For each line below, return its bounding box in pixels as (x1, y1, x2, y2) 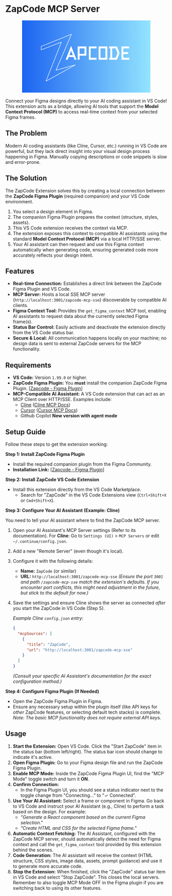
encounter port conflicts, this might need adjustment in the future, (20, 584, 160, 590)
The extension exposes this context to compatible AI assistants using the (12, 230, 167, 236)
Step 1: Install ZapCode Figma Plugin (5, 451, 85, 457)
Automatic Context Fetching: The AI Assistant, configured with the (12, 830, 156, 836)
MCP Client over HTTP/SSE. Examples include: (12, 396, 112, 403)
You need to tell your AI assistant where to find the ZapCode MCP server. (5, 517, 160, 523)
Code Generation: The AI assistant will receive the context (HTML (12, 852, 153, 858)
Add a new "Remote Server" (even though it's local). (12, 548, 124, 554)
